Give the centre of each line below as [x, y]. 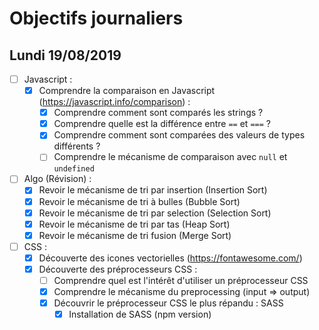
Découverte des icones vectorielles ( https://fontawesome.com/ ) [170, 258]
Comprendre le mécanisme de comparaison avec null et [170, 157]
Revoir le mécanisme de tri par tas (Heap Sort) [134, 224]
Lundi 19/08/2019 [65, 55]
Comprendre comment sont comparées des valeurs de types [179, 135]
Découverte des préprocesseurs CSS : [118, 269]
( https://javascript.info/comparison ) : [114, 102]
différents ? [77, 146]
